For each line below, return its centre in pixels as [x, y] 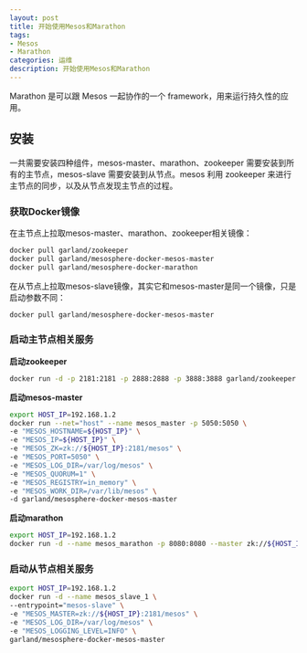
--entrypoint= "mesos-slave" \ [67, 606]
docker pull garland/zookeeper [69, 250]
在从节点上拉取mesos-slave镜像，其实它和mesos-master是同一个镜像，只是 [153, 286]
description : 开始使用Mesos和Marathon [80, 69]
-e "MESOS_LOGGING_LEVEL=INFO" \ [73, 631]
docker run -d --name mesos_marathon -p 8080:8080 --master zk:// [138, 544]
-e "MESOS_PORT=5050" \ [55, 458]
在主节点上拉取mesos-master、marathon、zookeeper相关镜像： [131, 233]
